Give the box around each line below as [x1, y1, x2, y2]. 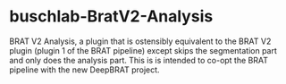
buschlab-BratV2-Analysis [9, 6, 214, 27]
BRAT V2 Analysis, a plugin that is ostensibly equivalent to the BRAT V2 [9, 36, 272, 46]
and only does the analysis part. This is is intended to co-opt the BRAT [9, 55, 269, 65]
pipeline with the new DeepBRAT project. [9, 64, 160, 75]
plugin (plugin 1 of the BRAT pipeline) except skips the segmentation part [9, 45, 277, 55]
